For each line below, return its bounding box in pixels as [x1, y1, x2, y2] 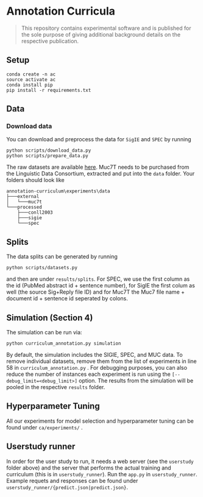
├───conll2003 [17, 210, 53, 216]
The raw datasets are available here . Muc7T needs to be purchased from [6, 163, 190, 171]
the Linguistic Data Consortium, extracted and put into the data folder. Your [6, 170, 195, 177]
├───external [6, 194, 40, 200]
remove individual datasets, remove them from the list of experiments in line [6, 358, 197, 365]
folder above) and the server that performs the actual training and [6, 464, 172, 471]
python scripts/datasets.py [6, 265, 78, 271]
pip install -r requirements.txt [6, 87, 91, 93]
